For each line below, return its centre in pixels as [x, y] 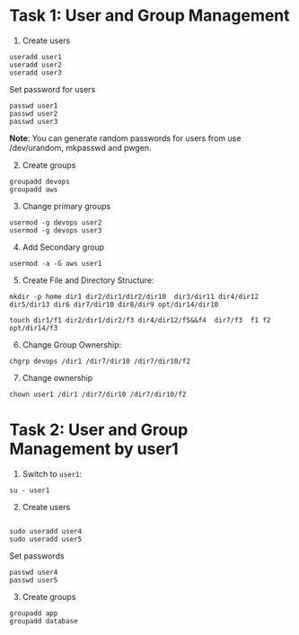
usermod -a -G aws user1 [56, 263]
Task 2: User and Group [99, 430]
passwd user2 [34, 113]
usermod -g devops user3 [56, 230]
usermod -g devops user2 [56, 222]
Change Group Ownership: [72, 344]
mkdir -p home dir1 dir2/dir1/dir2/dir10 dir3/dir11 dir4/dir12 [134, 296]
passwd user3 [34, 121]
